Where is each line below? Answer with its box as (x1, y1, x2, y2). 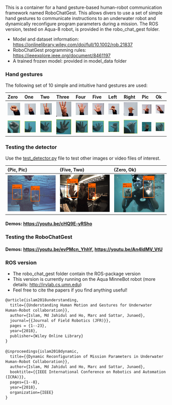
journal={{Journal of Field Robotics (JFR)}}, (10, 318, 111, 323)
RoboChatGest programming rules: (12, 47, 87, 53)
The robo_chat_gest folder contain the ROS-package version (12, 271, 141, 277)
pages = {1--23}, (10, 323, 47, 329)
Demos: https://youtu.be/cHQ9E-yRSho (5, 221, 93, 227)
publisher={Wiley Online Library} (10, 334, 83, 339)
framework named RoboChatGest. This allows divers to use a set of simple (5, 10, 163, 16)
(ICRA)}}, (5, 375, 27, 380)
